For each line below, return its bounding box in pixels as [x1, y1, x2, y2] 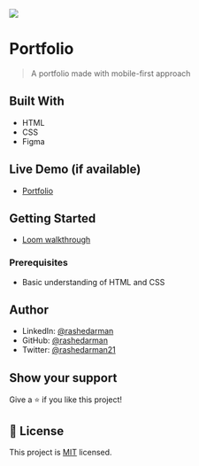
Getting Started [9, 211, 96, 226]
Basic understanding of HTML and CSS [21, 276, 165, 287]
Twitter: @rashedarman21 [21, 345, 117, 355]
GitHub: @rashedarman [21, 335, 109, 346]
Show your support [9, 370, 118, 385]
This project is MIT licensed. [9, 447, 112, 458]
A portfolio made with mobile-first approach [30, 67, 191, 79]
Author [9, 302, 49, 318]
